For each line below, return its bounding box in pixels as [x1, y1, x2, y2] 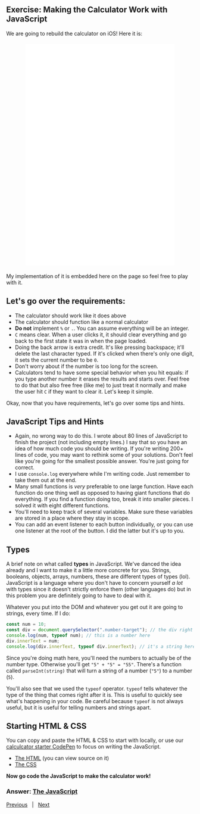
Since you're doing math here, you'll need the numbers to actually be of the [6, 654, 192, 662]
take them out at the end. [14, 476, 77, 484]
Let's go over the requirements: [6, 296, 126, 306]
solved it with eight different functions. [14, 502, 110, 509]
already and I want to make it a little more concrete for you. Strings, [6, 567, 171, 574]
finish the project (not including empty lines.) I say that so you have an [14, 439, 187, 446]
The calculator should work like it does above [14, 312, 127, 319]
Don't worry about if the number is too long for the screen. [14, 363, 159, 370]
